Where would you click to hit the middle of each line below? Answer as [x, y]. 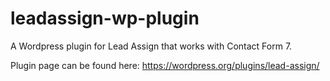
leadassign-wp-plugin [105, 18]
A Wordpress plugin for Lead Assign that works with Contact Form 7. [151, 46]
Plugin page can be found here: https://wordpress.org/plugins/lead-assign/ [165, 65]
